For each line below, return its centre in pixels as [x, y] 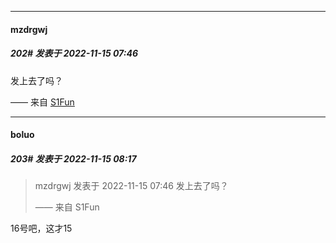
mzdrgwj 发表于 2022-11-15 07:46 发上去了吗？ [131, 186]
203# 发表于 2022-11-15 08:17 [73, 158]
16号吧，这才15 [41, 228]
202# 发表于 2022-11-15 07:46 [74, 53]
